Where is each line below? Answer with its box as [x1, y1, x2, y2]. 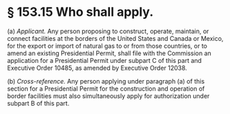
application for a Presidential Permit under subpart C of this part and [7, 56, 202, 64]
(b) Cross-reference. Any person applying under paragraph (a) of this [7, 77, 205, 85]
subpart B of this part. [7, 99, 70, 107]
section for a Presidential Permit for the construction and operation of [7, 84, 205, 93]
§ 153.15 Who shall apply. [7, 4, 154, 20]
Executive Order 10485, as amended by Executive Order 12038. [7, 64, 188, 72]
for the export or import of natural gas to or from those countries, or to [7, 41, 207, 50]
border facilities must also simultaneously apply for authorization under [7, 91, 210, 100]
